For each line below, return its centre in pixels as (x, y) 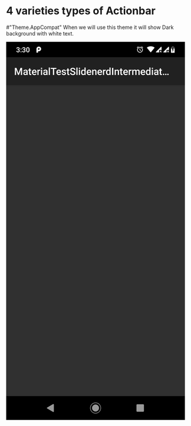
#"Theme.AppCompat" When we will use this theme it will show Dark (90, 27)
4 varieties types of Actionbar (81, 11)
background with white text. (40, 33)
